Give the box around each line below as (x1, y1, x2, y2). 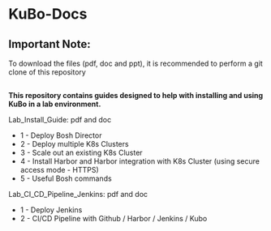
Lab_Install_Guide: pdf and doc (8, 115, 112, 125)
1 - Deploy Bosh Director (19, 130, 102, 140)
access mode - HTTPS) (19, 165, 99, 175)
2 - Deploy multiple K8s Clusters (19, 139, 129, 149)
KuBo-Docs (8, 5, 88, 24)
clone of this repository (8, 67, 87, 77)
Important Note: (8, 37, 91, 51)
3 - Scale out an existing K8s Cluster (19, 148, 144, 158)
